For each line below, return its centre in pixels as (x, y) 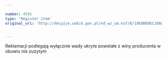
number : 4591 (19, 14)
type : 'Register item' (29, 19)
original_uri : (20, 23)
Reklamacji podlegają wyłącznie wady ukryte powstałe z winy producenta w (83, 46)
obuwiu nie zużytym (26, 51)
